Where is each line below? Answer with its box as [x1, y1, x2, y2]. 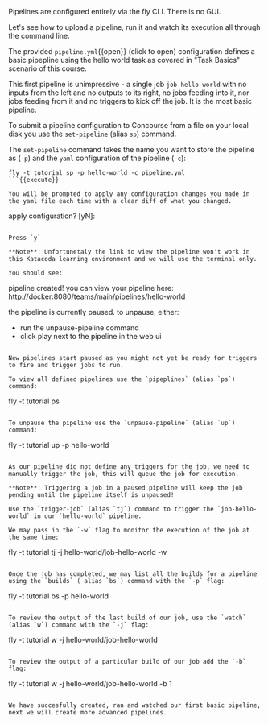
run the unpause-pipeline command [19, 323, 139, 333]
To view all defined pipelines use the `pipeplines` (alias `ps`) [8, 375, 236, 383]
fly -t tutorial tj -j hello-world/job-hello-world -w [8, 548, 167, 556]
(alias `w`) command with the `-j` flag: [8, 621, 150, 629]
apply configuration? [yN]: [8, 211, 95, 221]
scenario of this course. [8, 64, 87, 73]
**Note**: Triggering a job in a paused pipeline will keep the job [8, 484, 243, 492]
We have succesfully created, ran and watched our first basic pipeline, [8, 701, 262, 710]
